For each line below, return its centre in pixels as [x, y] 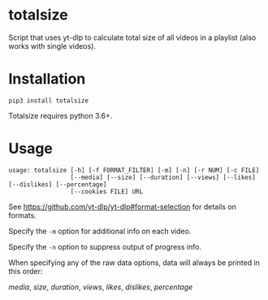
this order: [26, 271]
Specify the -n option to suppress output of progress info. [105, 246]
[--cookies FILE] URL [107, 191]
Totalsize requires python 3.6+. [61, 115]
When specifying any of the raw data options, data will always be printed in [134, 263]
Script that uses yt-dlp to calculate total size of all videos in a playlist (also [132, 37]
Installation [47, 79]
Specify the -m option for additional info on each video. [100, 231]
